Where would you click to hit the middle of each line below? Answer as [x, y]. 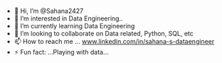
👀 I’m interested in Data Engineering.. [68, 18]
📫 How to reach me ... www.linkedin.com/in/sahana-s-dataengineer [114, 41]
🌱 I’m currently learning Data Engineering [74, 26]
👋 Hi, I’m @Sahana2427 [49, 11]
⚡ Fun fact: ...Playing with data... [61, 52]
